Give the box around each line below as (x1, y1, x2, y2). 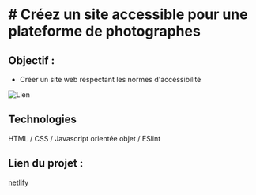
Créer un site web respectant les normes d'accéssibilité (19, 75, 201, 84)
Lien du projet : (8, 156, 84, 171)
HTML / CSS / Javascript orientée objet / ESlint (8, 133, 160, 143)
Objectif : (8, 54, 55, 67)
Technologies (8, 113, 77, 126)
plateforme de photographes (8, 22, 201, 40)
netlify (8, 178, 29, 187)
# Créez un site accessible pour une (8, 6, 248, 24)
